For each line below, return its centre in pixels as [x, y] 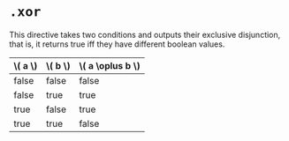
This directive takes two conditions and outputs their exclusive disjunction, [145, 34]
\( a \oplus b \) [110, 65]
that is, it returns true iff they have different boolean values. [117, 44]
